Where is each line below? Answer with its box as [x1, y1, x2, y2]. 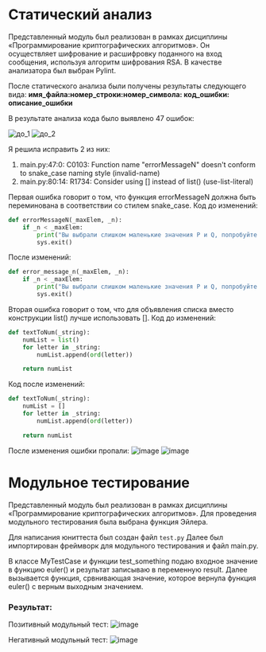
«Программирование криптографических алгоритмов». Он [8, 40, 210, 49]
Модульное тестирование [8, 474, 191, 491]
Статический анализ [8, 6, 152, 24]
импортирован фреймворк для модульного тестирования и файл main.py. [8, 541, 259, 550]
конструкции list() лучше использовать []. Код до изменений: [8, 313, 216, 322]
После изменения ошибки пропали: [8, 446, 129, 455]
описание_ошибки [8, 98, 73, 107]
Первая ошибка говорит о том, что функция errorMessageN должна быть [8, 192, 256, 201]
